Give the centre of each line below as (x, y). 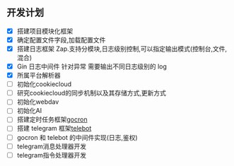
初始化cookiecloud (44, 84)
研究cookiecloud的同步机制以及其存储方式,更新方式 (92, 93)
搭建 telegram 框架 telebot (54, 129)
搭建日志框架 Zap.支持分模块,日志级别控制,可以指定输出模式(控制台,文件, (122, 49)
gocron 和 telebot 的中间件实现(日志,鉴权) (77, 137)
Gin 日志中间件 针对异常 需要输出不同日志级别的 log (92, 66)
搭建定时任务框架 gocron (52, 119)
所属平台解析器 (39, 76)
